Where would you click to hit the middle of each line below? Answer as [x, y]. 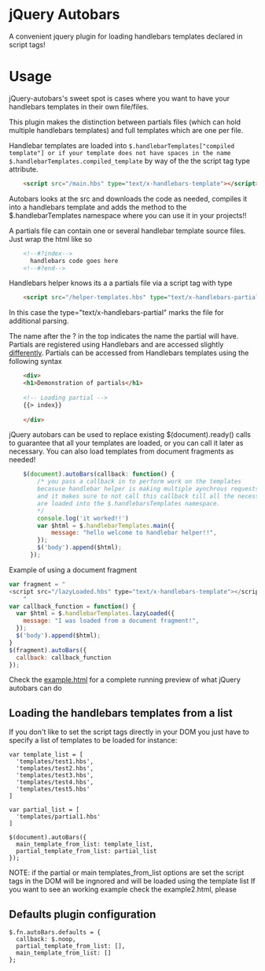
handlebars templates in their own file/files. [79, 106]
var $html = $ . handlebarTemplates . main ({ [106, 525]
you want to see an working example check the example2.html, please [123, 889]
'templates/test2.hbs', [55, 769]
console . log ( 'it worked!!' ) [83, 518]
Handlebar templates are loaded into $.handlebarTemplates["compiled [122, 145]
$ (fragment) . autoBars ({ [48, 650]
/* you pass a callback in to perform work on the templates [140, 482]
